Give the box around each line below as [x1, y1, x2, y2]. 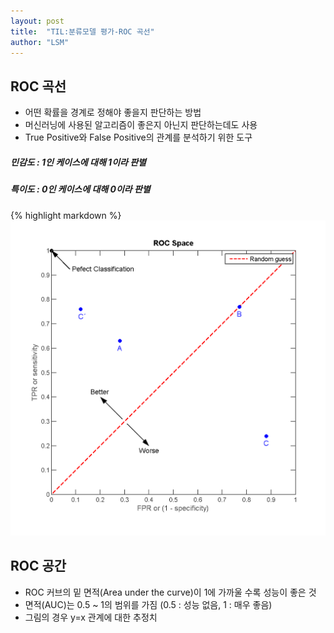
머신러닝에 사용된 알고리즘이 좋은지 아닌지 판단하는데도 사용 [24, 119, 258, 131]
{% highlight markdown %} [10, 209, 122, 221]
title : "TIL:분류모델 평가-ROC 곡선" [10, 26, 155, 37]
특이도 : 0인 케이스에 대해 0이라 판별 [10, 183, 151, 195]
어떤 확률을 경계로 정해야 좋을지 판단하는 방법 [24, 106, 202, 119]
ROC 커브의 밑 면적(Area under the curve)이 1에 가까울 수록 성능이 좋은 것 [24, 586, 317, 598]
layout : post [10, 16, 65, 26]
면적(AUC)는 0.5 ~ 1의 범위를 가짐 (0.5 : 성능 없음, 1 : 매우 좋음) [24, 598, 273, 610]
